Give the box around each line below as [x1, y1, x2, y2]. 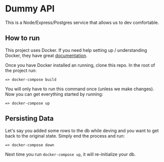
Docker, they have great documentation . [5, 52, 88, 58]
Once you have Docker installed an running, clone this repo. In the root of [5, 62, 156, 68]
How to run [5, 34, 40, 42]
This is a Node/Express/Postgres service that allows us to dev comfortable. [5, 19, 159, 25]
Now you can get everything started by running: [5, 91, 103, 97]
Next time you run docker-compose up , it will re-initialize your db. [5, 151, 136, 157]
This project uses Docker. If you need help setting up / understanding [5, 47, 148, 53]
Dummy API [5, 3, 55, 14]
